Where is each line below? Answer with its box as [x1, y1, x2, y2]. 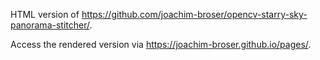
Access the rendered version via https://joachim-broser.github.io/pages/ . [10, 39, 312, 50]
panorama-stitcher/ [10, 19, 90, 31]
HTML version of [10, 9, 80, 20]
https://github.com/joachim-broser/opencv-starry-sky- [81, 9, 308, 20]
